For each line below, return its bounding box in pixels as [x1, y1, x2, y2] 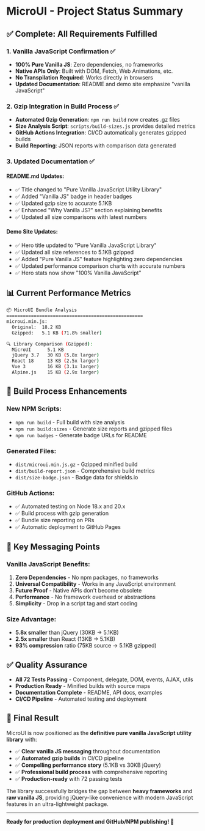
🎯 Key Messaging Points [6, 541, 101, 552]
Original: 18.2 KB [12, 324, 62, 330]
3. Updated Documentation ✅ [6, 157, 95, 166]
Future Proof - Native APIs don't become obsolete [15, 586, 142, 594]
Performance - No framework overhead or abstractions [15, 593, 156, 600]
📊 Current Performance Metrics [6, 287, 131, 298]
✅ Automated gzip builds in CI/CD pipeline [15, 754, 124, 762]
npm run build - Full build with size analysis [15, 418, 125, 426]
